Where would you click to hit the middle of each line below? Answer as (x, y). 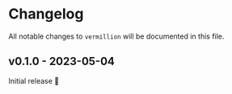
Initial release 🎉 (34, 80)
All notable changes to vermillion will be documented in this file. (116, 36)
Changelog (46, 14)
